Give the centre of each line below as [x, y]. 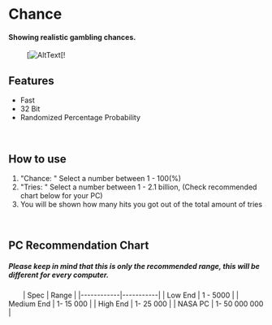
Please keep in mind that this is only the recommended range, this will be [134, 266]
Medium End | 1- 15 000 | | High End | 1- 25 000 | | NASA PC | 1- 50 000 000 [136, 304]
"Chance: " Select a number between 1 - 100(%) [100, 179]
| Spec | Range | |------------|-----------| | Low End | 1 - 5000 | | [131, 295]
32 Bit [30, 109]
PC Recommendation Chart [79, 246]
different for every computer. [59, 275]
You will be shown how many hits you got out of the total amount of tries [141, 205]
